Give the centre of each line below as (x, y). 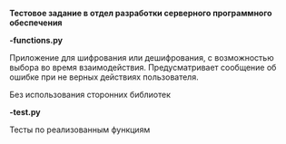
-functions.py (36, 40)
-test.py (25, 112)
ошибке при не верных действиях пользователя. (104, 77)
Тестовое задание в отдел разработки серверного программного (141, 13)
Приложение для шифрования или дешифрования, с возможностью (142, 58)
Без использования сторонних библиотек (90, 95)
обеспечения (36, 23)
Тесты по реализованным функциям (80, 130)
